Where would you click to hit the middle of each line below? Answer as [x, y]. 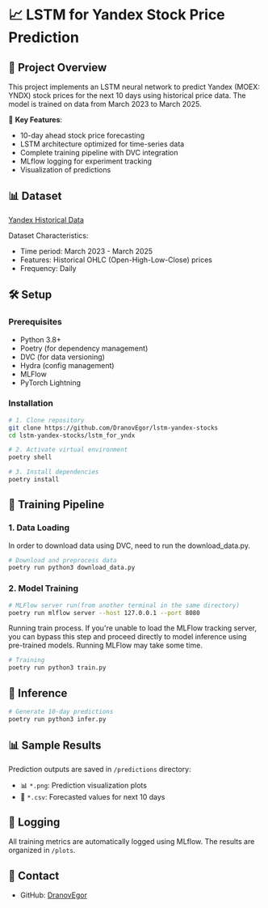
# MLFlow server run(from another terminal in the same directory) [124, 605]
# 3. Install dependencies [54, 472]
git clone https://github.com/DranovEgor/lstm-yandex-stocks [113, 428]
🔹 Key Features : [36, 120]
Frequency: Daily [48, 268]
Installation [31, 403]
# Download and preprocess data [63, 560]
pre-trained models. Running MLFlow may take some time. [106, 645]
